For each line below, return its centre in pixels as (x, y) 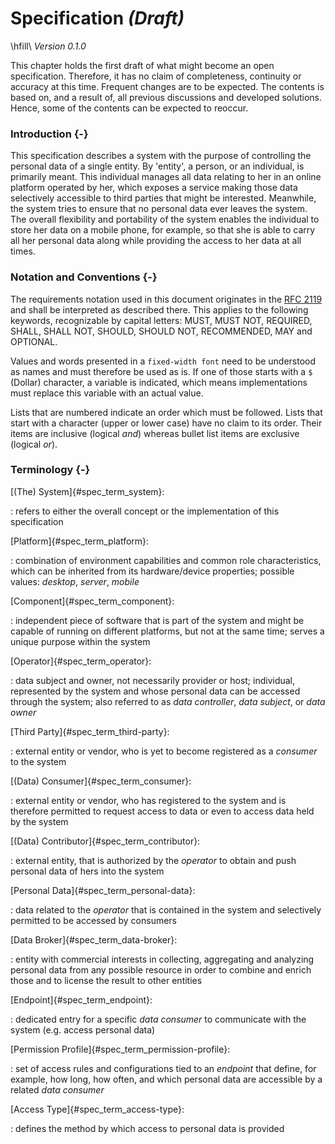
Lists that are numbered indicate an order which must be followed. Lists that (166, 412)
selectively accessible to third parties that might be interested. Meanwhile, (163, 198)
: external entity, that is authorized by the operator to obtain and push (153, 860)
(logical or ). (34, 444)
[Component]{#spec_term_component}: (92, 601)
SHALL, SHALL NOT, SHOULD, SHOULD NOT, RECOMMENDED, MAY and (161, 331)
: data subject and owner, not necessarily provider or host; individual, (153, 680)
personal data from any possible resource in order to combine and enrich (161, 969)
